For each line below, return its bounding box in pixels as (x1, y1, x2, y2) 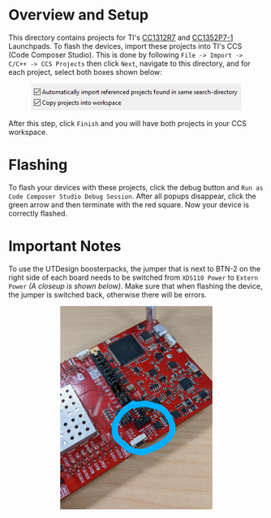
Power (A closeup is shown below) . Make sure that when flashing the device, (8, 281, 263, 290)
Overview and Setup (8, 6, 148, 24)
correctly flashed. (8, 208, 67, 218)
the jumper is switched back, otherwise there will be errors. (8, 289, 207, 299)
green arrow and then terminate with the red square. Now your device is (8, 199, 250, 209)
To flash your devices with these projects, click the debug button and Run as (8, 182, 264, 192)
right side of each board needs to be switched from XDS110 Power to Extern (8, 272, 258, 282)
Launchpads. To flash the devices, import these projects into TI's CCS (8, 41, 243, 50)
